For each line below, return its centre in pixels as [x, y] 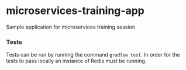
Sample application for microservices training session [71, 27]
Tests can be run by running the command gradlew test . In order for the [93, 55]
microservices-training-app [75, 11]
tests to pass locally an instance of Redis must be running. [76, 61]
